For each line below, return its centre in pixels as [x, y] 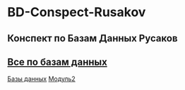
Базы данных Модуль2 [41, 79]
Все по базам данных [57, 62]
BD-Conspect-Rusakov [77, 12]
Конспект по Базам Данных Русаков [92, 38]
